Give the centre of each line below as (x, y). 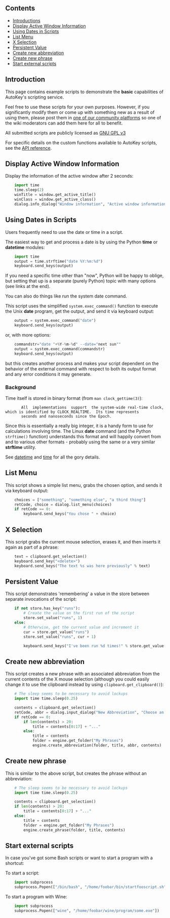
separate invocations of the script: (41, 599)
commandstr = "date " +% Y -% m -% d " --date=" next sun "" (68, 344)
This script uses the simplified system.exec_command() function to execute (82, 306)
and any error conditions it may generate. (48, 374)
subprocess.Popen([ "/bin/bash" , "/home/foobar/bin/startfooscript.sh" (90, 887)
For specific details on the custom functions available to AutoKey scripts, (81, 142)
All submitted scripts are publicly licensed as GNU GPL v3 (66, 133)
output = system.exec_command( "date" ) (55, 321)
